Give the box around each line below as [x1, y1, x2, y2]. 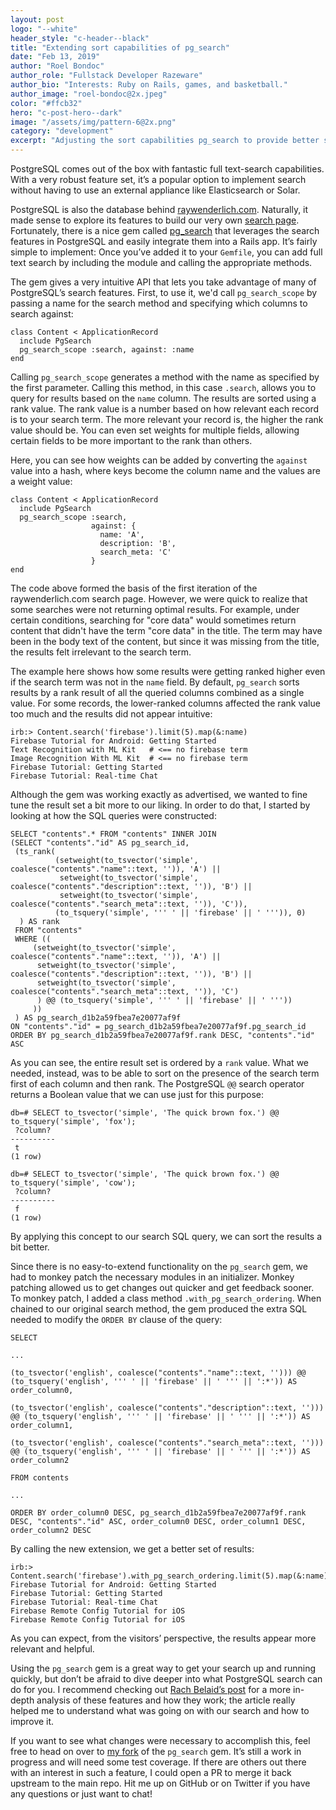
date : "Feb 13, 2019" [10, 52, 101, 62]
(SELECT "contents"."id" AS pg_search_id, [10, 838, 190, 848]
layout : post [10, 14, 65, 25]
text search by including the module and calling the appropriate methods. [10, 257, 313, 268]
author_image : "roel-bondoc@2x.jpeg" [10, 89, 168, 99]
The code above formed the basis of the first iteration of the [10, 582, 258, 594]
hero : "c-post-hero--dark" [10, 107, 123, 118]
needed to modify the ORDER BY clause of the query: [10, 1314, 223, 1325]
